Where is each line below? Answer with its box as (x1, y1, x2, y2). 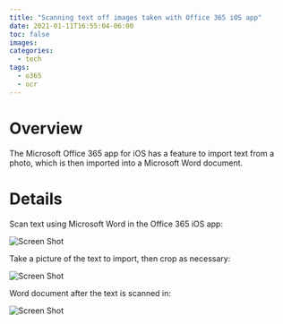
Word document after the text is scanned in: (9, 287, 172, 298)
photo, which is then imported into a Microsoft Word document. (9, 158, 244, 168)
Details (9, 189, 63, 209)
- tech (17, 55, 42, 64)
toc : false (9, 30, 50, 38)
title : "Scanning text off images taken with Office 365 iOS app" (9, 13, 262, 22)
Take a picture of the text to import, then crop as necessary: (9, 252, 231, 264)
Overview (9, 118, 83, 139)
